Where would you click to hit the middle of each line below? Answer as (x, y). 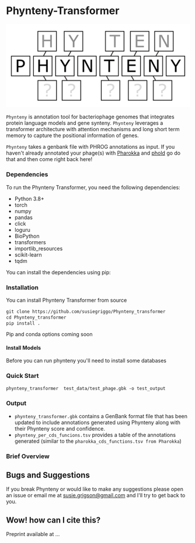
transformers (30, 242)
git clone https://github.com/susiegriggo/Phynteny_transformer (86, 312)
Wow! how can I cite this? (53, 520)
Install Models (24, 347)
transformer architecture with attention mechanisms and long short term (93, 129)
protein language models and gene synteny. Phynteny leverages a (85, 123)
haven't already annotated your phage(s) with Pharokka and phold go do (93, 153)
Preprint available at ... (33, 534)
